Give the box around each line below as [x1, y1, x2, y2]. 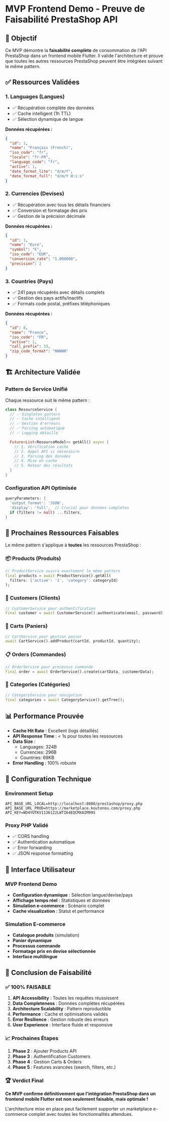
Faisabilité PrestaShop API [5, 14, 118, 25]
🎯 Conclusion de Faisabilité [5, 968, 92, 977]
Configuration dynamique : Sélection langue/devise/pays [12, 892, 133, 898]
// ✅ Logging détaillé [10, 431, 58, 436]
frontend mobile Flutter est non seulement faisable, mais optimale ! [5, 1096, 148, 1102]
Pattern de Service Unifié [5, 386, 68, 393]
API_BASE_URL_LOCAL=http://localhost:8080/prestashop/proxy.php [5, 801, 143, 806]
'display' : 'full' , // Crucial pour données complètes [10, 505, 129, 510]
